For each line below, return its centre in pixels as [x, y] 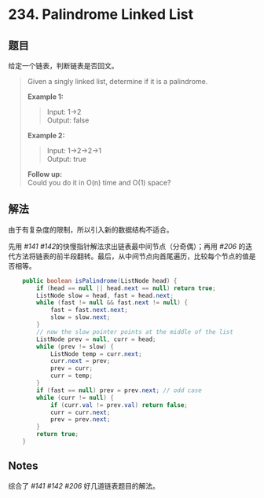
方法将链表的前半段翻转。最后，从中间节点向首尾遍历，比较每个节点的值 [132, 256]
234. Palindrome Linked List [101, 15]
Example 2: [46, 135]
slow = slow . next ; [80, 317]
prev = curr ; [71, 368]
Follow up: [45, 174]
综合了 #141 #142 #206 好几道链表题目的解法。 [84, 485]
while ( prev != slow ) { [75, 346]
